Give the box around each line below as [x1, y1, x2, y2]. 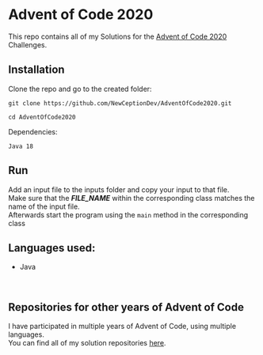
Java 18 [8, 142, 34, 150]
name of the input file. [8, 202, 81, 211]
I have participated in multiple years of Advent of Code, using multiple [8, 322, 236, 331]
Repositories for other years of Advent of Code [8, 300, 244, 314]
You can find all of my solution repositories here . [8, 338, 166, 348]
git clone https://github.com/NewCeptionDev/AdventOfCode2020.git [8, 99, 232, 108]
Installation [8, 63, 65, 77]
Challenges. [8, 40, 48, 49]
